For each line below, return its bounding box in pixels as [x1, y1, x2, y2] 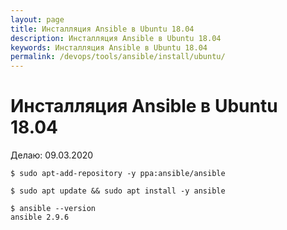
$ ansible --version [10, 204, 97, 214]
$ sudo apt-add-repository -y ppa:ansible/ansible [10, 169, 226, 179]
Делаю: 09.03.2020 [10, 149, 94, 161]
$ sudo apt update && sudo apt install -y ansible [10, 186, 226, 196]
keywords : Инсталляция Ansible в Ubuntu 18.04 [10, 42, 208, 53]
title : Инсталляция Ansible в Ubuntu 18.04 [10, 24, 195, 34]
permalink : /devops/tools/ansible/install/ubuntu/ [10, 52, 226, 62]
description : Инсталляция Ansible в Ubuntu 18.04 [10, 33, 222, 43]
